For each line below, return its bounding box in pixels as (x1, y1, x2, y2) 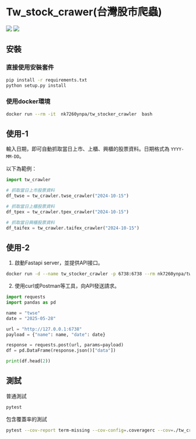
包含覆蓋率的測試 (6, 416, 47, 423)
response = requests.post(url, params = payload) (6, 342, 124, 348)
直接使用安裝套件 (6, 63, 54, 72)
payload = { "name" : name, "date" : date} (6, 332, 106, 338)
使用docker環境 (6, 97, 51, 106)
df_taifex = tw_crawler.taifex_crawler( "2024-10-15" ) (6, 225, 140, 231)
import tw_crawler (6, 177, 51, 183)
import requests (6, 294, 45, 300)
